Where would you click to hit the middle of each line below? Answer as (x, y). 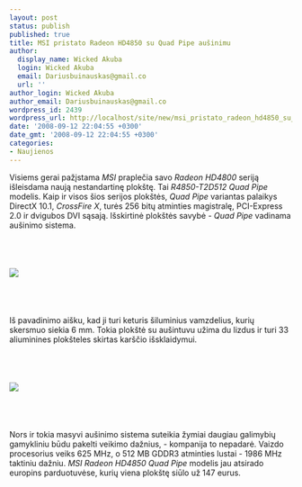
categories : (31, 143)
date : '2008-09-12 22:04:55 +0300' (76, 127)
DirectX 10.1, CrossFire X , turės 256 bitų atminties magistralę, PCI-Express (146, 206)
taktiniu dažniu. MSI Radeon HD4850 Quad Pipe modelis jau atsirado (137, 463)
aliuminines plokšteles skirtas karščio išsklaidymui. (103, 339)
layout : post (34, 18)
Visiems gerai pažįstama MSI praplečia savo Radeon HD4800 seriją (134, 177)
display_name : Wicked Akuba (70, 59)
